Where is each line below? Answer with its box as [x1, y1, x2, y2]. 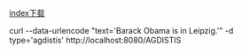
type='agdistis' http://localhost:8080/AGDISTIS [9, 35, 182, 45]
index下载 [9, 8, 45, 18]
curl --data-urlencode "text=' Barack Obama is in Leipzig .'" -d [9, 26, 234, 35]
